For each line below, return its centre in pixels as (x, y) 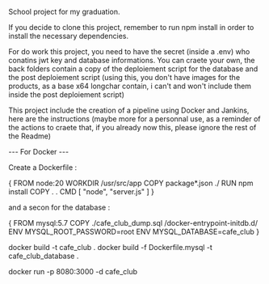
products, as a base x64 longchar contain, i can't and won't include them (130, 86)
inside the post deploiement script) (67, 95)
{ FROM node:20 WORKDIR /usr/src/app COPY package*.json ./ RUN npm (131, 183)
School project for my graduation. (64, 12)
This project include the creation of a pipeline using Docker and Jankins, (129, 110)
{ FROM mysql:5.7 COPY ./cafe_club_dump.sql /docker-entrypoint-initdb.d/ (133, 223)
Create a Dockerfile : (43, 167)
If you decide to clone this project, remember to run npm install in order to (131, 27)
